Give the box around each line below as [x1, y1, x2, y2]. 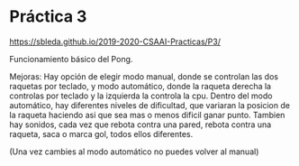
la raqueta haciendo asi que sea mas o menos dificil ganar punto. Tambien [9, 109, 285, 120]
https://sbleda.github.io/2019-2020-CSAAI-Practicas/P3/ [9, 36, 221, 47]
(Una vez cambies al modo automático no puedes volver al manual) [9, 146, 259, 157]
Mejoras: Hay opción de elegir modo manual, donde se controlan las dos [9, 70, 279, 82]
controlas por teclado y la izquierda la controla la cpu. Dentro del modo [9, 90, 273, 101]
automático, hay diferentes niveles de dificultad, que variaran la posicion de [9, 99, 291, 110]
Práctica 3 [9, 6, 87, 27]
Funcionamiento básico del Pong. [9, 53, 133, 64]
